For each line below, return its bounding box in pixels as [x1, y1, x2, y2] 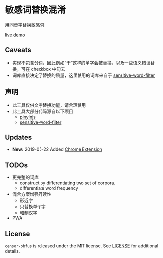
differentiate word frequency [19, 185, 78, 191]
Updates [5, 133, 32, 141]
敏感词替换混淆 [5, 4, 66, 16]
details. [5, 248, 20, 254]
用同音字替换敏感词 [5, 22, 44, 28]
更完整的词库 [12, 174, 39, 180]
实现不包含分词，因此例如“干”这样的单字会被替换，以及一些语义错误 [12, 60, 151, 66]
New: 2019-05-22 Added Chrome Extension [12, 146, 102, 152]
